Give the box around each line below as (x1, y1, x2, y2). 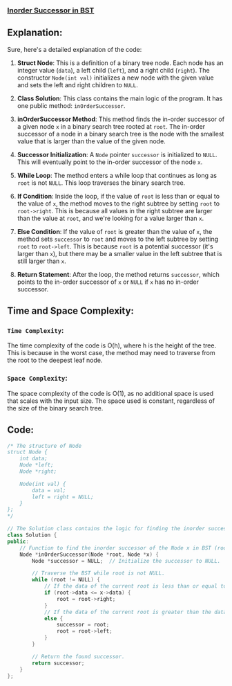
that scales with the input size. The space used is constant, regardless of (7, 397, 215, 405)
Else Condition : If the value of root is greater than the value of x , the (17, 227, 213, 235)
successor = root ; (56, 622, 110, 629)
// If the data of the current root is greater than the (43, 608, 212, 615)
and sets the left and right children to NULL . (17, 80, 138, 89)
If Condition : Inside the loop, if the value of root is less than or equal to (17, 192, 220, 200)
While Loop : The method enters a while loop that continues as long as (17, 171, 217, 179)
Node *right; (19, 468, 57, 476)
